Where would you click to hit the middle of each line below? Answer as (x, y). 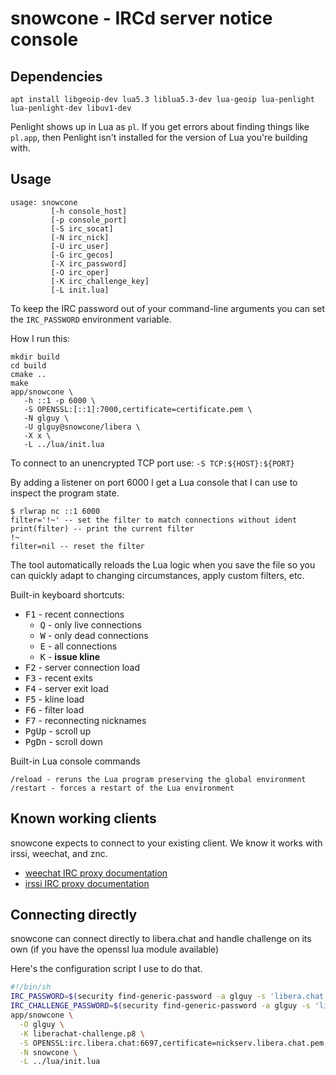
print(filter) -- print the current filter (102, 528)
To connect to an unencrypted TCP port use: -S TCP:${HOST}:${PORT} (152, 463)
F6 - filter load (54, 709)
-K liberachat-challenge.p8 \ (82, 1033)
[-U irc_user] (80, 246)
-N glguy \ (46, 418)
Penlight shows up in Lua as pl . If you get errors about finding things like (160, 126)
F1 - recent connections (74, 614)
